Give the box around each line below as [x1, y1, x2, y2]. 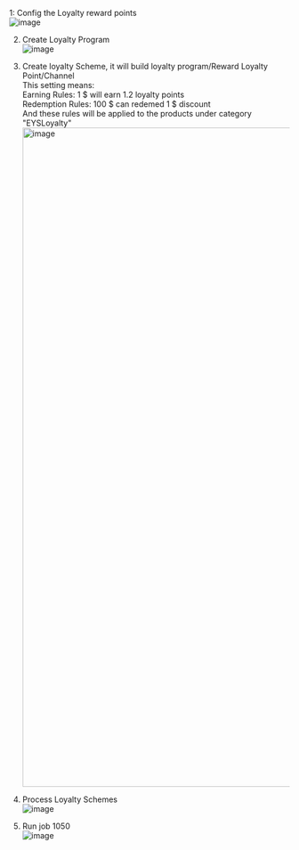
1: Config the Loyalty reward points [9, 8, 137, 18]
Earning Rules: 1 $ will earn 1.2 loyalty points [21, 89, 185, 100]
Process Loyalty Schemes [21, 794, 118, 805]
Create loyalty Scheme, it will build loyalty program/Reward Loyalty [21, 61, 269, 71]
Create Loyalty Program [21, 35, 110, 45]
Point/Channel [21, 70, 75, 81]
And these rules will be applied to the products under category [21, 109, 252, 118]
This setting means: [21, 80, 95, 90]
